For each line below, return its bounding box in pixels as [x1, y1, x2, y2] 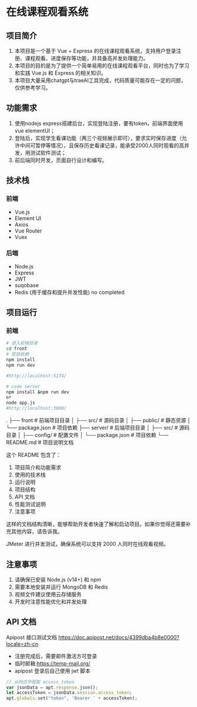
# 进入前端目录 [6, 340, 38, 346]
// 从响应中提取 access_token [6, 679, 74, 685]
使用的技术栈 [14, 472, 46, 479]
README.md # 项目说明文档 [6, 439, 74, 446]
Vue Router [14, 227, 42, 234]
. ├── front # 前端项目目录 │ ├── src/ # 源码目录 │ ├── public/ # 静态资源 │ [6, 417, 191, 424]
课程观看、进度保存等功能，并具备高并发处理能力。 [25, 55, 148, 62]
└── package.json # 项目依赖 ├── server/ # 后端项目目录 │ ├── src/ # [6, 424, 178, 431]
